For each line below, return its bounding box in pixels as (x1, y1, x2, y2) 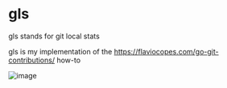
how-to (56, 55, 81, 65)
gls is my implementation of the (8, 46, 113, 56)
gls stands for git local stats (8, 31, 101, 41)
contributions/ (8, 55, 55, 65)
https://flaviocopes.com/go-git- (113, 46, 219, 56)
